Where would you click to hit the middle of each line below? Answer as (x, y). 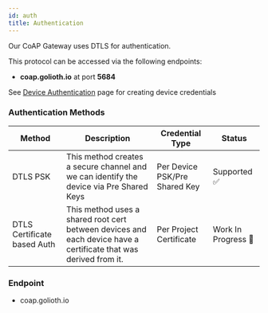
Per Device (177, 166)
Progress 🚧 (233, 239)
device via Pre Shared (107, 186)
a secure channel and (107, 166)
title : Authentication (46, 23)
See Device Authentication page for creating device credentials (112, 92)
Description (108, 138)
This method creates (105, 156)
